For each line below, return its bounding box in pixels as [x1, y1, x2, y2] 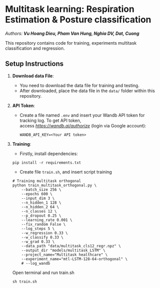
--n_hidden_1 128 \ [21, 200, 62, 205]
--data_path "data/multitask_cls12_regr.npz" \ [21, 243, 121, 248]
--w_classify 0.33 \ [21, 234, 64, 240]
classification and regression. [5, 45, 65, 51]
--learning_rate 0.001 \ [21, 217, 73, 223]
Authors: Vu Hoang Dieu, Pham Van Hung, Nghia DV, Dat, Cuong [5, 30, 140, 36]
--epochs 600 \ [21, 191, 53, 196]
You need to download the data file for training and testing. [19, 82, 140, 88]
